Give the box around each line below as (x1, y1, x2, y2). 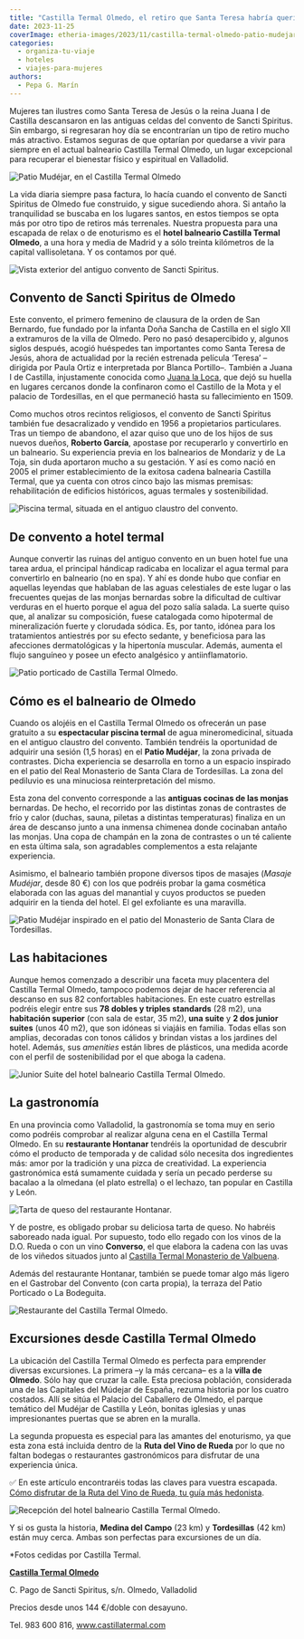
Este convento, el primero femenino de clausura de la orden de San (9, 314, 261, 325)
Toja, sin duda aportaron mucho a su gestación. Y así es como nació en (9, 456, 276, 467)
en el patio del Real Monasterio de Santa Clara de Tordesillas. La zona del (9, 766, 283, 777)
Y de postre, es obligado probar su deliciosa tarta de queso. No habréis (9, 1222, 276, 1232)
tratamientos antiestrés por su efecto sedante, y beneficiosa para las (9, 630, 266, 641)
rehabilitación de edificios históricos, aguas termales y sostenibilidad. (9, 485, 269, 496)
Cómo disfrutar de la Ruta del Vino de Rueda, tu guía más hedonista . (9, 1487, 265, 1498)
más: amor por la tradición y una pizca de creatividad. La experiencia (9, 1157, 267, 1168)
